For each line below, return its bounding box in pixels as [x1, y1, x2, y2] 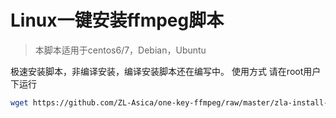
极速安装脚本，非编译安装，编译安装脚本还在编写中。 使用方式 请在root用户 [10, 65, 322, 77]
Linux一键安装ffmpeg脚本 [10, 9, 225, 32]
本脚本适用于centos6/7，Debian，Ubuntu [34, 44, 207, 56]
